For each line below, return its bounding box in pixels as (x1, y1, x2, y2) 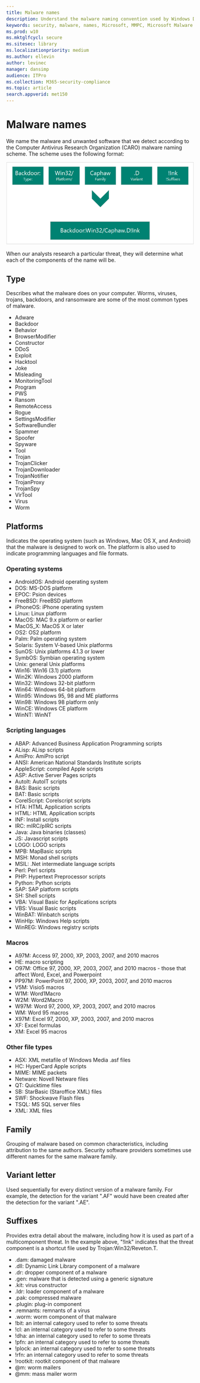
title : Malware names (6, 10, 60, 16)
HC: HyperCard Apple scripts (14, 1063, 87, 1070)
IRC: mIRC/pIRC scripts (14, 822, 72, 829)
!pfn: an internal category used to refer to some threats (14, 1338, 150, 1345)
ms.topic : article (6, 85, 52, 91)
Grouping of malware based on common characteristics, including (6, 1140, 168, 1147)
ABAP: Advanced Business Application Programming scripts (14, 740, 162, 747)
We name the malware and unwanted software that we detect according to (6, 137, 189, 144)
